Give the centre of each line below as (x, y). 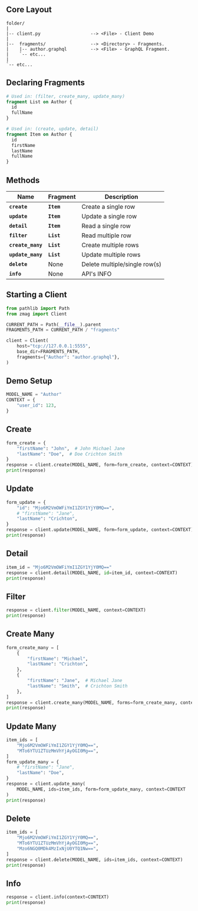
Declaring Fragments (46, 83)
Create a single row (108, 207)
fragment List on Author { (39, 102)
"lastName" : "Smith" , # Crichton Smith (77, 686)
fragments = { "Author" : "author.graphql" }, (68, 357)
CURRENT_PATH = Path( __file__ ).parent (54, 325)
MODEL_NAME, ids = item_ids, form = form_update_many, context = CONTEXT (101, 789)
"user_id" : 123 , (37, 406)
